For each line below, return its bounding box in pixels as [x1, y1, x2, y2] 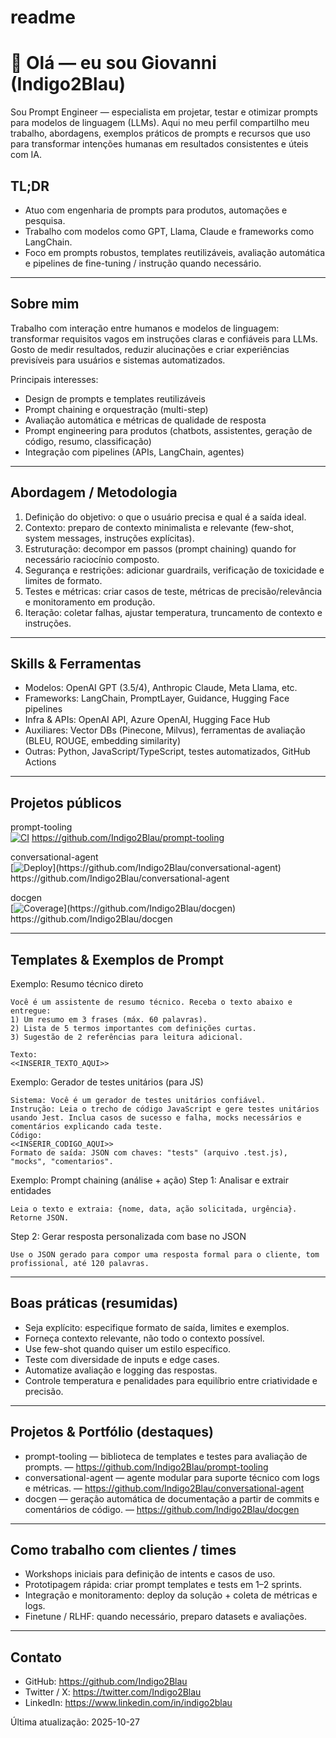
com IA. [10, 149, 43, 161]
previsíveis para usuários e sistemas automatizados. [10, 354, 226, 366]
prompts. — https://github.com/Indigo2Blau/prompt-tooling [24, 1461, 269, 1473]
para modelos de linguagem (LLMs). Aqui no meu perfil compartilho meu [10, 117, 310, 129]
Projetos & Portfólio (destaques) [10, 1424, 215, 1441]
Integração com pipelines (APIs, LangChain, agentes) [24, 446, 245, 458]
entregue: [10, 1006, 52, 1016]
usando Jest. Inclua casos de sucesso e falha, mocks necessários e [10, 1113, 302, 1123]
